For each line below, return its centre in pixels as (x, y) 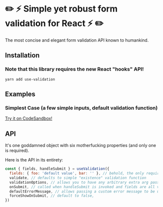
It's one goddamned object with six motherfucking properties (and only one (81, 145)
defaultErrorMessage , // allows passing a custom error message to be (82, 191)
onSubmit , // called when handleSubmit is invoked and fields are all (82, 187)
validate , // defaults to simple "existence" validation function (78, 178)
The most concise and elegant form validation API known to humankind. (77, 40)
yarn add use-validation (30, 79)
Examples (20, 94)
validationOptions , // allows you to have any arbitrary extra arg (79, 182)
